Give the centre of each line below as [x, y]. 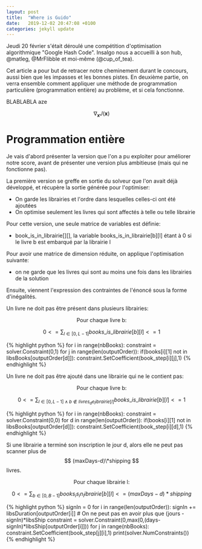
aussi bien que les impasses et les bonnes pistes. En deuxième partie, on [97, 77]
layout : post [23, 12]
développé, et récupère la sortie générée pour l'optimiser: [78, 187]
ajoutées [26, 205]
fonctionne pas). [27, 169]
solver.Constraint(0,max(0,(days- [119, 520]
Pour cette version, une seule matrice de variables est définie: [83, 224]
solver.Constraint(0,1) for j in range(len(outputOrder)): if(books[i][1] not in [97, 351]
